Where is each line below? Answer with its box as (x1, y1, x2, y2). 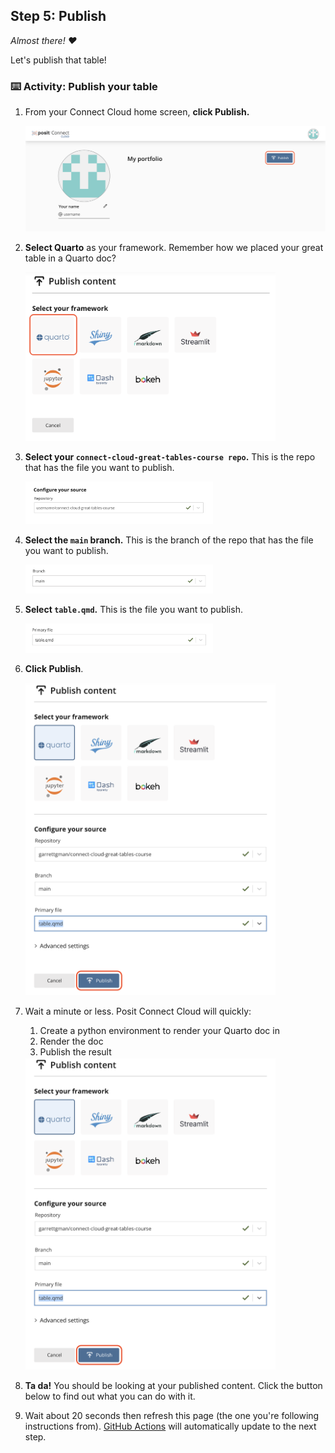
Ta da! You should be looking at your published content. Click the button (24, 1379, 323, 1391)
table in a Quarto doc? (24, 252, 117, 264)
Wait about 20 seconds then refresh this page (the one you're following (24, 1409, 320, 1421)
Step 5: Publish (10, 8, 107, 25)
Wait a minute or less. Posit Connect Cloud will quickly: (24, 1005, 252, 1017)
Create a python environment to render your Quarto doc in (39, 1024, 280, 1036)
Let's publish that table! (10, 54, 107, 66)
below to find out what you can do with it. (24, 1390, 196, 1402)
